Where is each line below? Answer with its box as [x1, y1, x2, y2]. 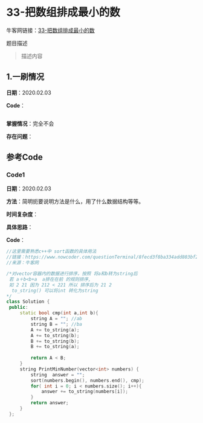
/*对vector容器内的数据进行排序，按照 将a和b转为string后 [6, 271, 138, 277]
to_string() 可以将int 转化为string [11, 288, 98, 294]
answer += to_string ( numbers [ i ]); [41, 389, 129, 395]
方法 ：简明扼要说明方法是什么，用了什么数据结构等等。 [6, 198, 144, 205]
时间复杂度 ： [6, 211, 38, 218]
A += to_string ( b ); [30, 332, 80, 338]
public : [8, 305, 28, 311]
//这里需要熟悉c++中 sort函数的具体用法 [6, 248, 97, 254]
